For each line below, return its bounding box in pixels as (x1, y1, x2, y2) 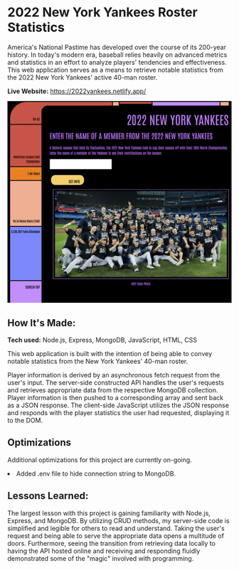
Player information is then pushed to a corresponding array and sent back (7, 394, 224, 402)
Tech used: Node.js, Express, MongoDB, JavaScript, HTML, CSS (7, 335, 198, 345)
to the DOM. (7, 416, 43, 425)
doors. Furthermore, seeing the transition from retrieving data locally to (7, 539, 216, 547)
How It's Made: (7, 317, 76, 329)
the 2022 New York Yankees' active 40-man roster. (7, 72, 158, 82)
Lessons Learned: (7, 490, 89, 502)
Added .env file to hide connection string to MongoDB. (16, 469, 176, 478)
